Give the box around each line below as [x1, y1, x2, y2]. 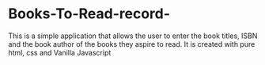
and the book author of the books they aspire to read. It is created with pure [8, 39, 256, 48]
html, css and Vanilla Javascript [8, 48, 112, 57]
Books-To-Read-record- [8, 5, 171, 23]
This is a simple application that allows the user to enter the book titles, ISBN [8, 31, 258, 40]
